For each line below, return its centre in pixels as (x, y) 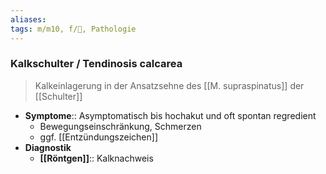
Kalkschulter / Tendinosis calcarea (96, 64)
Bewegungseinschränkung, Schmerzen (120, 126)
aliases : (28, 19)
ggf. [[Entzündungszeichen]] (98, 137)
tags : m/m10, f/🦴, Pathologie (73, 29)
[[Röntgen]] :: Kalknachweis (96, 158)
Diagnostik (48, 147)
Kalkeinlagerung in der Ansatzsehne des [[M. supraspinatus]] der (169, 85)
